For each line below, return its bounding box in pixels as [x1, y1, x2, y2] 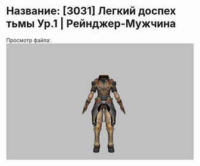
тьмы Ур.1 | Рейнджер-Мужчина [6, 17, 176, 30]
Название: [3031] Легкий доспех [6, 4, 176, 18]
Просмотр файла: [6, 36, 51, 44]
